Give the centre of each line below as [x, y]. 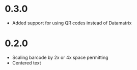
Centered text [26, 63]
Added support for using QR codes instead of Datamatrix [72, 23]
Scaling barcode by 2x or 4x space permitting [60, 57]
